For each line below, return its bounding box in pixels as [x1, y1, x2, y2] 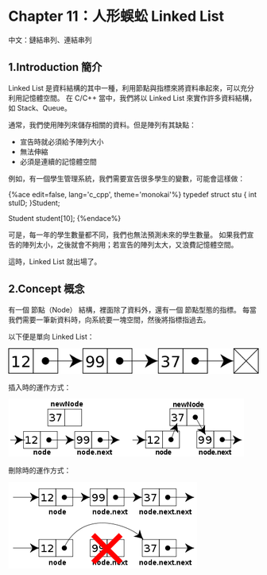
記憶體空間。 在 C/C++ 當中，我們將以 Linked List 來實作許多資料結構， [21, 93, 257, 103]
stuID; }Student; [8, 198, 60, 208]
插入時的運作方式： [8, 383, 72, 392]
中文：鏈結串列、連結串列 [8, 35, 92, 45]
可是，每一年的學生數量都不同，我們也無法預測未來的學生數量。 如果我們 [8, 230, 247, 239]
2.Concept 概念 [8, 282, 85, 296]
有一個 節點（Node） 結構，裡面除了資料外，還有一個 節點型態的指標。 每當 [8, 305, 257, 314]
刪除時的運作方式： [8, 465, 72, 475]
